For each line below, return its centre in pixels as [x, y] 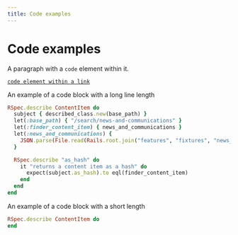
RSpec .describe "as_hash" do [57, 160]
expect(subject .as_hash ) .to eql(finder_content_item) [107, 173]
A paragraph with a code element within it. [68, 69]
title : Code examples [39, 14]
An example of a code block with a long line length [81, 94]
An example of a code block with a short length [76, 206]
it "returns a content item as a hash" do [84, 166]
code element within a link [49, 81]
